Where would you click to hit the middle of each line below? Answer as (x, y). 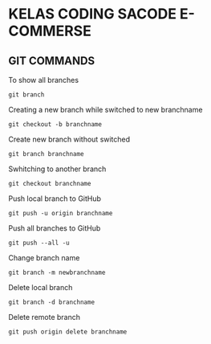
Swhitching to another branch (57, 169)
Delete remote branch (45, 317)
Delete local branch (41, 287)
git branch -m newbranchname (57, 272)
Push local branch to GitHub (55, 199)
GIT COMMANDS (52, 61)
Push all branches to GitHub (55, 228)
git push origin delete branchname (68, 332)
